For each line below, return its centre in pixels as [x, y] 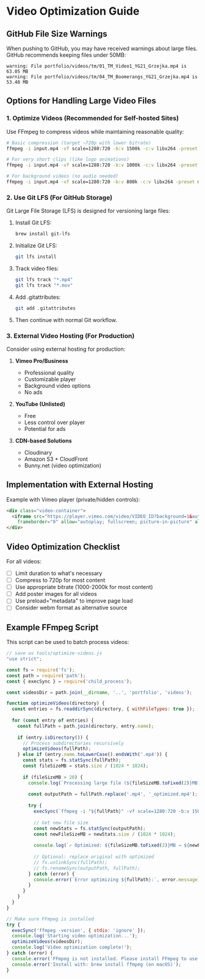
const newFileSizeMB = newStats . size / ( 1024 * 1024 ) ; [105, 834]
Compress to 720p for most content [60, 580]
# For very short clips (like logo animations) [68, 159]
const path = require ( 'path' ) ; [46, 676]
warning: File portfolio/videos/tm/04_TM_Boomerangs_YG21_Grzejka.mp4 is [102, 77]
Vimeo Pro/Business [41, 361]
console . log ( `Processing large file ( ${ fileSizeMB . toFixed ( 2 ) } [110, 783]
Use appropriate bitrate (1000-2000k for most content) [84, 587]
